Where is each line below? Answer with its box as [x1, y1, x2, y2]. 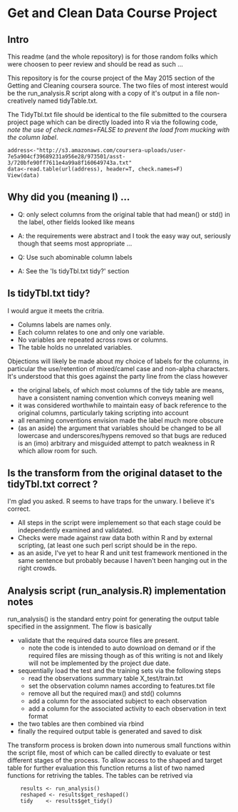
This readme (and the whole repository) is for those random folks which [7, 52, 219, 61]
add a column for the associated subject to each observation [28, 697, 207, 706]
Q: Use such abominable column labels [17, 253, 133, 261]
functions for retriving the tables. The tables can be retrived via [7, 771, 193, 780]
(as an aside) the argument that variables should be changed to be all [17, 423, 222, 432]
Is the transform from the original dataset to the [7, 467, 223, 479]
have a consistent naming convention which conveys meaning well [17, 393, 214, 402]
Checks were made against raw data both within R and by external [17, 534, 213, 542]
